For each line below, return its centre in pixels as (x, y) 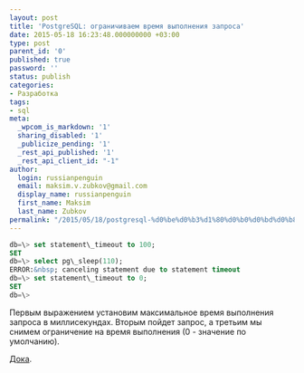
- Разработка (34, 93)
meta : (19, 119)
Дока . (21, 359)
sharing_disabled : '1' (60, 136)
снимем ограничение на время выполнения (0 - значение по (128, 331)
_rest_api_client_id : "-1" (68, 161)
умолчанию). (35, 341)
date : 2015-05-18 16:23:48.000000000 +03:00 (95, 34)
